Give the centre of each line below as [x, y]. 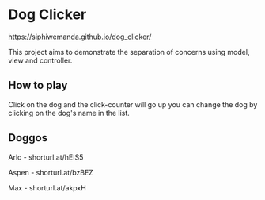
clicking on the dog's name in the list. [69, 113]
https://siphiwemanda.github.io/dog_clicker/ [80, 37]
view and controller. [40, 60]
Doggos [28, 138]
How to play [38, 85]
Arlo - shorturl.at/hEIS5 [46, 157]
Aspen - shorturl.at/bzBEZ [51, 172]
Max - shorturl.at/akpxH [47, 187]
